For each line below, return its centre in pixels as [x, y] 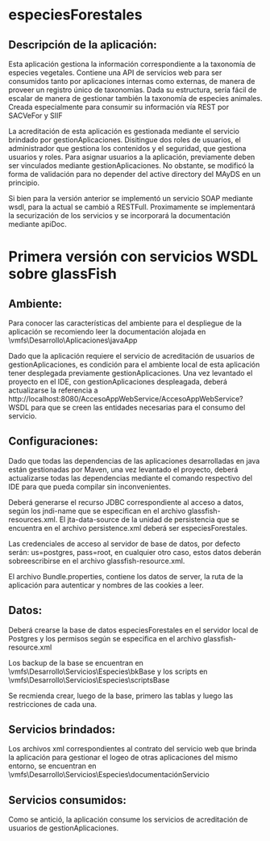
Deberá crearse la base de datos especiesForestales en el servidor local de [134, 630]
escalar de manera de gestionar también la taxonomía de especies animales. [135, 98]
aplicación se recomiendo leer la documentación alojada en [107, 332]
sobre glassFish [62, 274]
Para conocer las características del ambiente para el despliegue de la [125, 323]
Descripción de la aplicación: [83, 45]
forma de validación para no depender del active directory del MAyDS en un [135, 174]
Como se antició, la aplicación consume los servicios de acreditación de [128, 820]
